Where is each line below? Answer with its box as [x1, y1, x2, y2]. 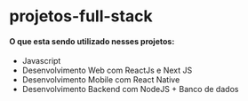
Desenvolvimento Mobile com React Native [21, 74, 180, 85]
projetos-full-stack [9, 6, 153, 27]
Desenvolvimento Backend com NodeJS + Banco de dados [21, 84, 239, 95]
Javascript [21, 56, 61, 66]
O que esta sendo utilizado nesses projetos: [9, 35, 175, 46]
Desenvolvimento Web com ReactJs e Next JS [21, 65, 193, 76]
